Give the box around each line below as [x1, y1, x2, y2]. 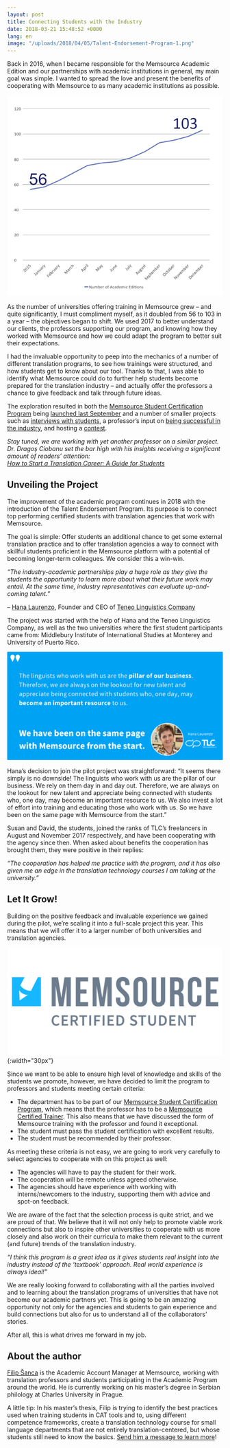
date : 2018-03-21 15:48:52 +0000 [7, 25, 103, 32]
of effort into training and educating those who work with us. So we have [7, 803, 213, 812]
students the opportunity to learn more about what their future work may [7, 575, 214, 583]
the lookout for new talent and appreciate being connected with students [7, 788, 213, 796]
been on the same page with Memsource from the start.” [7, 810, 167, 818]
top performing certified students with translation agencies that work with [7, 512, 215, 520]
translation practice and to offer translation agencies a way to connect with [7, 540, 219, 548]
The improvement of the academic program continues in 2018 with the [7, 497, 205, 505]
